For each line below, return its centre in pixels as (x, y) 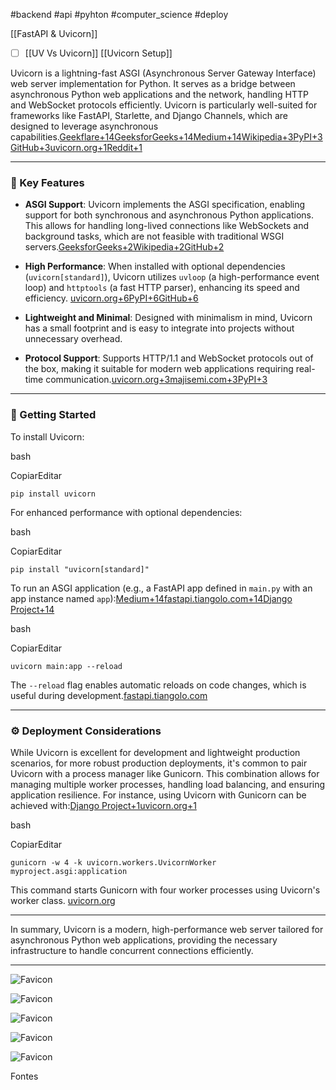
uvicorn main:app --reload (66, 666)
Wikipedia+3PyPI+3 (282, 137)
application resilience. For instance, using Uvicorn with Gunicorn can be (158, 795)
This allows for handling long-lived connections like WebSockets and (166, 226)
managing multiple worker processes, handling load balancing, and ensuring (168, 784)
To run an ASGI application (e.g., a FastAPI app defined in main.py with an (161, 588)
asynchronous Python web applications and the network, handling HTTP (160, 95)
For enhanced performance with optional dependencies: (126, 512)
